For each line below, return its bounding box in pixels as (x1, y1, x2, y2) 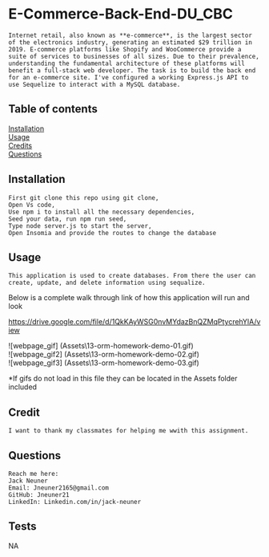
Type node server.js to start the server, (8, 222, 152, 230)
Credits (8, 140, 33, 150)
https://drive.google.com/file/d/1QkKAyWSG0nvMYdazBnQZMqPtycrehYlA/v (8, 317, 261, 327)
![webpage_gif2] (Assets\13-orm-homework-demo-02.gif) (8, 350, 200, 360)
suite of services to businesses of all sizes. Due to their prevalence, (8, 52, 260, 60)
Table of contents (8, 102, 98, 116)
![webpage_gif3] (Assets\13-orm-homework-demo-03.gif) (8, 358, 200, 368)
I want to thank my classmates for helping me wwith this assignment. (8, 427, 249, 435)
